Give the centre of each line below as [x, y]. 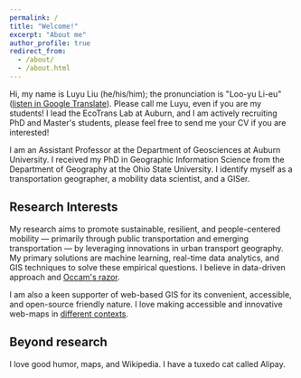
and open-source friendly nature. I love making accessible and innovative [146, 304]
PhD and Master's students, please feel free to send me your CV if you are [148, 122]
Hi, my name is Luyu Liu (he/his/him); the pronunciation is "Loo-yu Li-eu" [146, 94]
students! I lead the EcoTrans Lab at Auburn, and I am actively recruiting [143, 113]
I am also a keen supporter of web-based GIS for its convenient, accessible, [150, 294]
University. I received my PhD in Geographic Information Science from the [147, 159]
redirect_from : [38, 52]
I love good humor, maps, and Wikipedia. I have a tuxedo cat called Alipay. [148, 364]
